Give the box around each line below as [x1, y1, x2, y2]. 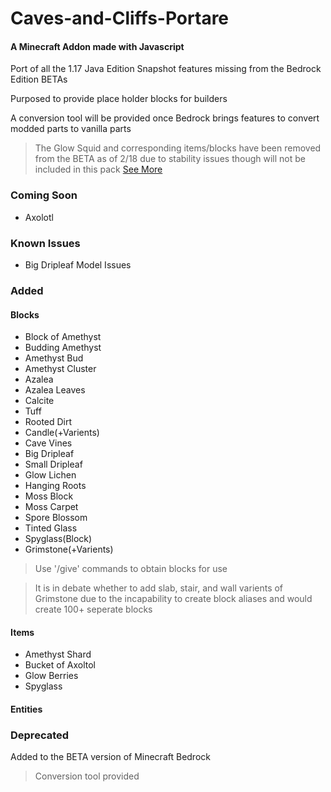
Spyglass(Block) [24, 533, 93, 545]
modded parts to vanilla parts [10, 123, 132, 135]
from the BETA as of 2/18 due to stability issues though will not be [34, 153, 306, 165]
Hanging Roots [24, 480, 87, 492]
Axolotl [24, 211, 54, 223]
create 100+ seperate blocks [34, 603, 153, 616]
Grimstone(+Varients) [24, 543, 114, 556]
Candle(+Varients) [24, 427, 100, 439]
